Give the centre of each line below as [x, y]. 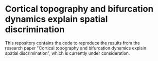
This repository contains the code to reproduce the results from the [72, 43]
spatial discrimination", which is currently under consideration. [68, 53]
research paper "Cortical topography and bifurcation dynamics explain [76, 48]
